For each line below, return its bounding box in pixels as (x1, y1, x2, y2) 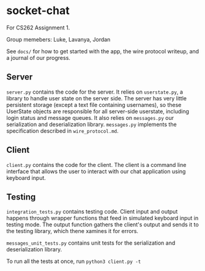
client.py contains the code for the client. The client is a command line (6, 161, 187, 168)
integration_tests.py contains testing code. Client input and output (6, 208, 178, 215)
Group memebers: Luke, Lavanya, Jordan (6, 35, 111, 43)
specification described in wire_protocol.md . (6, 127, 119, 135)
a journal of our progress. (6, 54, 70, 61)
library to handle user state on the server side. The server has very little (6, 94, 187, 102)
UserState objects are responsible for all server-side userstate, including (6, 108, 190, 115)
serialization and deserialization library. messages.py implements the (6, 121, 177, 128)
